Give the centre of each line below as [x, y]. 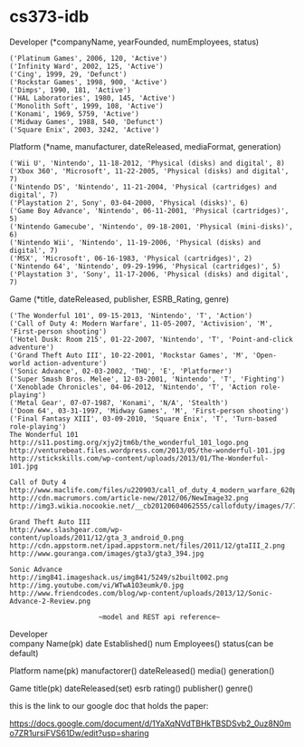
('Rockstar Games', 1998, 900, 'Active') [89, 82]
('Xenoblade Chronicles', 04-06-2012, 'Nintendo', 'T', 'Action [133, 387]
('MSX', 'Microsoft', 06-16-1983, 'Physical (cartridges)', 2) [131, 258]
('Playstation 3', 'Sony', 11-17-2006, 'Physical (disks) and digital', [149, 274]
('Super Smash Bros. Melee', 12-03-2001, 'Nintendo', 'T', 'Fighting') [147, 379]
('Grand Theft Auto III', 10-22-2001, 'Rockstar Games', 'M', [129, 355]
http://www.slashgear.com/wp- [66, 529]
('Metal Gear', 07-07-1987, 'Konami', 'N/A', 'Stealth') [119, 403]
